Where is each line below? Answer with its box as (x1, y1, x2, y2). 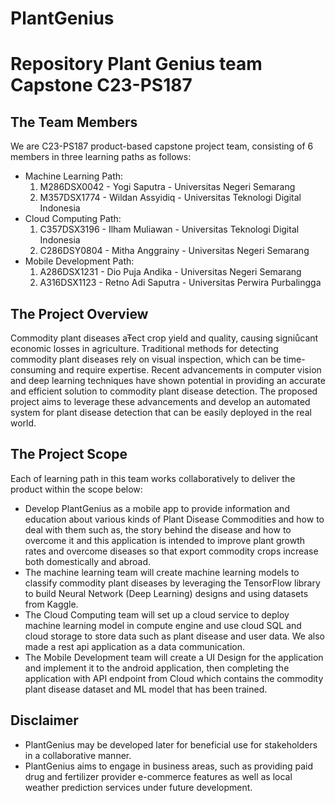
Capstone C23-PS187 (10, 74, 193, 97)
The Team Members (10, 113, 138, 131)
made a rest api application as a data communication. (24, 640, 246, 652)
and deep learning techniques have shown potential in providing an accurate (10, 375, 326, 386)
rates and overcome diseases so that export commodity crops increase (24, 545, 319, 557)
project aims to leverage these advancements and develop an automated (10, 396, 311, 407)
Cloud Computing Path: (24, 213, 122, 225)
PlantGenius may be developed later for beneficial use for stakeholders (24, 738, 318, 751)
